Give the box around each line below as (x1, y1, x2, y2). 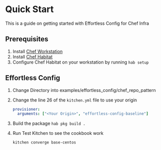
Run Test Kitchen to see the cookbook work (12, 130, 104, 136)
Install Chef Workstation (12, 48, 63, 54)
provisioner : (12, 107, 40, 112)
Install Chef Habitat (12, 54, 53, 60)
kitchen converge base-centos (12, 140, 77, 145)
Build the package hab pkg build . (12, 120, 86, 127)
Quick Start (5, 4, 54, 15)
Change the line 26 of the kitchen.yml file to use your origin (12, 97, 137, 103)
